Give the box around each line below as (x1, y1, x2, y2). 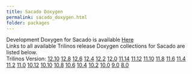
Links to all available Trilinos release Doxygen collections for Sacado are (6, 42, 185, 50)
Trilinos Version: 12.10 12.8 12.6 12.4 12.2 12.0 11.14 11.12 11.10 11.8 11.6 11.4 (6, 55, 186, 63)
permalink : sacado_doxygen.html (6, 14, 87, 20)
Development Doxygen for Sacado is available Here (6, 36, 134, 44)
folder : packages (6, 20, 50, 26)
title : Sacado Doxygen (6, 8, 63, 15)
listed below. (6, 49, 38, 56)
